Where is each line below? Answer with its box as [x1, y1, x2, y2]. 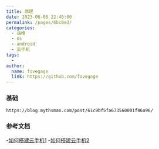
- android [11, 41, 35, 47]
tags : [6, 52, 19, 58]
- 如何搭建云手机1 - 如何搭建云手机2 [6, 137, 90, 144]
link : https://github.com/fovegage [11, 74, 99, 79]
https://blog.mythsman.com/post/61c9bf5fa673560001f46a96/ [6, 108, 154, 114]
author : [6, 63, 25, 69]
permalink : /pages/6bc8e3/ [6, 19, 72, 25]
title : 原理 [6, 8, 33, 15]
